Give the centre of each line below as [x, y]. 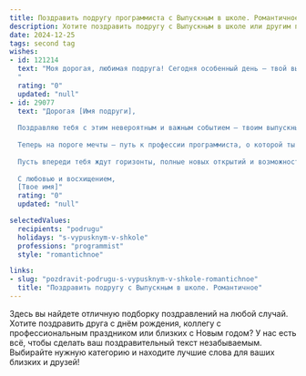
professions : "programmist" [71, 246]
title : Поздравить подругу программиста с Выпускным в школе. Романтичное [154, 18]
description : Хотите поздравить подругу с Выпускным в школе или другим [150, 26]
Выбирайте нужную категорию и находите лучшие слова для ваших [142, 352]
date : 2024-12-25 [42, 35]
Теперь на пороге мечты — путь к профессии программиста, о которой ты [157, 145]
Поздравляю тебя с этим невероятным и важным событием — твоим [140, 128]
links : [22, 271]
